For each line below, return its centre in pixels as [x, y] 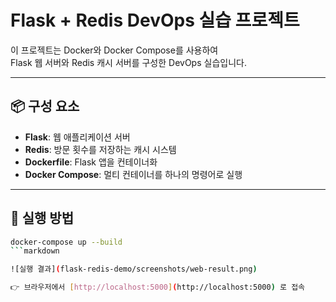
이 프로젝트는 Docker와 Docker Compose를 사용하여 [114, 50]
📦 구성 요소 [45, 106]
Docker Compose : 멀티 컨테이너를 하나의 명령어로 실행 [133, 174]
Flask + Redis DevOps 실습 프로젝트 [155, 20]
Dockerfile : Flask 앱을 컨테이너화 [91, 162]
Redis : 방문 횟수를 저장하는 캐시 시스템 [100, 149]
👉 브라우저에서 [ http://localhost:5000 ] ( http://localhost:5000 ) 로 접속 [158, 287]
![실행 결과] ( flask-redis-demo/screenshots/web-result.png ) [134, 269]
